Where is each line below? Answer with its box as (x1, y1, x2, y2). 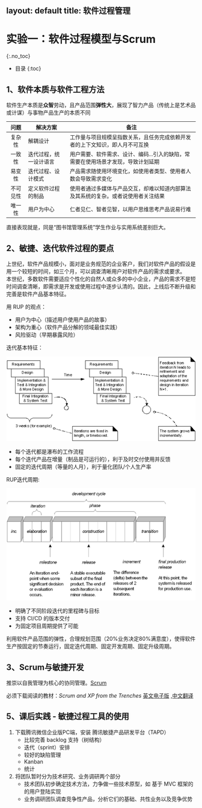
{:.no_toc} (6, 52, 31, 60)
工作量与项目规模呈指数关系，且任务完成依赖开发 (70, 133, 191, 141)
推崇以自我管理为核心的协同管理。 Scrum (6, 679, 107, 686)
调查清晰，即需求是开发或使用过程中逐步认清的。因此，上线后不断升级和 (16, 283, 196, 290)
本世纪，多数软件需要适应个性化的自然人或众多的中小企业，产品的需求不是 (6, 275, 191, 282)
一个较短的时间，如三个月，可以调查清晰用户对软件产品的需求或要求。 (11, 268, 185, 275)
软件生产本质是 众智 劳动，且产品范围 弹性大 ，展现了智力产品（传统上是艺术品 (6, 101, 196, 109)
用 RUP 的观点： (6, 304, 47, 311)
